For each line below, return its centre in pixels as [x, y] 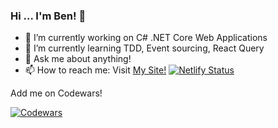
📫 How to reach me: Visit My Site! [95, 70]
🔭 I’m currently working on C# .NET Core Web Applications [146, 38]
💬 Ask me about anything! [78, 59]
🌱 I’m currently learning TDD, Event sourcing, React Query [144, 48]
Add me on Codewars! [56, 93]
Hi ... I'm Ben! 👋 [48, 16]
